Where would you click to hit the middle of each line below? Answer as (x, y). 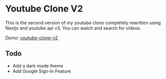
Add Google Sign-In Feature (42, 71)
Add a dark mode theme (38, 65)
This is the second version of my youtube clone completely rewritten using (83, 23)
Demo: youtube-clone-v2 (32, 38)
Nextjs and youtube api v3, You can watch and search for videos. (73, 28)
